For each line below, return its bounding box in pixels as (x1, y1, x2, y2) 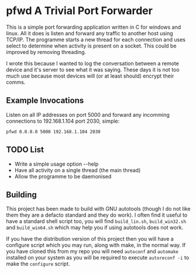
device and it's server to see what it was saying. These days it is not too (6, 66, 180, 73)
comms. (6, 78, 26, 86)
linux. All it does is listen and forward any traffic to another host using (6, 29, 174, 36)
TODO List (6, 145, 44, 155)
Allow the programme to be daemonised (14, 173, 112, 180)
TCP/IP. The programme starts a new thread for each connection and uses (6, 36, 186, 43)
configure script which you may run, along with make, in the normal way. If (6, 242, 186, 249)
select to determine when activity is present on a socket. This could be (6, 42, 177, 49)
